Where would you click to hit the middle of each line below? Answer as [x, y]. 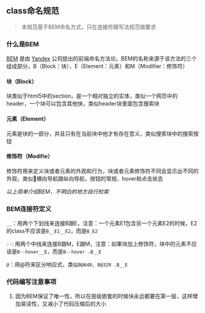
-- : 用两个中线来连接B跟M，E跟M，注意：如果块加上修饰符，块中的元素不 [99, 244]
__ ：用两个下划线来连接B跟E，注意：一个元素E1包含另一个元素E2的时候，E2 [102, 223]
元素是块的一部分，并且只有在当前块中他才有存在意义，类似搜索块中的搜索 [100, 134]
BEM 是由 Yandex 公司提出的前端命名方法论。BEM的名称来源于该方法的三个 [102, 59]
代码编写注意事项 [31, 281]
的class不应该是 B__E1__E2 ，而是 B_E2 [52, 231]
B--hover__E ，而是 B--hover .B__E [59, 251]
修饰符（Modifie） [30, 156]
